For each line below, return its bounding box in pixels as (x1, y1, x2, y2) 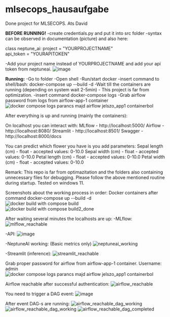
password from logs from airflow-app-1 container (5, 97, 109, 103)
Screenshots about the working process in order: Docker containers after (5, 189, 158, 196)
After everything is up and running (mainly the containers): (5, 113, 128, 119)
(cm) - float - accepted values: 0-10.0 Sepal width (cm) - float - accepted (5, 148, 159, 154)
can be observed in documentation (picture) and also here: (5, 36, 128, 42)
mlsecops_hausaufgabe (5, 4, 109, 15)
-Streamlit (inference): (5, 250, 52, 257)
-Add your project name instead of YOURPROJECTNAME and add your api (5, 60, 161, 66)
